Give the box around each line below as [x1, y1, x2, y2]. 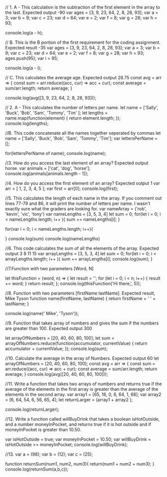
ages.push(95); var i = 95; [5, 55, 59, 61]
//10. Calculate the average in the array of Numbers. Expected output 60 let [5, 355, 159, 361]
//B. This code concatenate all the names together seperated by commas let [5, 130, 161, 136]
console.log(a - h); [5, 30, 43, 35]
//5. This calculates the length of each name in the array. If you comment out [5, 195, 162, 201]
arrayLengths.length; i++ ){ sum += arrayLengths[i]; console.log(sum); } [5, 256, 153, 262]
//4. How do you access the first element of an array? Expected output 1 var [5, 180, 160, 186]
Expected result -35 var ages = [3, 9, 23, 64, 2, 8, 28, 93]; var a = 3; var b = [5, 45, 160, 50]
